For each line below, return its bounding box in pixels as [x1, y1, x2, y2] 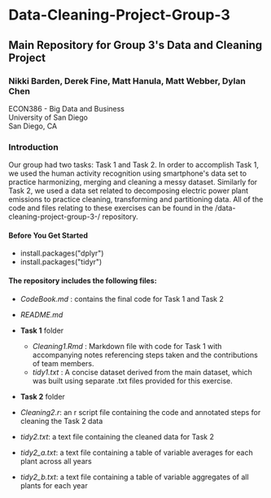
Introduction [8, 141, 59, 152]
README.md [20, 309, 63, 319]
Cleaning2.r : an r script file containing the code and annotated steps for [20, 407, 261, 417]
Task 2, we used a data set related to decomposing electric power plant [8, 186, 249, 196]
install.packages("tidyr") [20, 257, 103, 267]
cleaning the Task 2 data [20, 416, 103, 426]
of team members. [32, 358, 95, 368]
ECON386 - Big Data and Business [8, 103, 125, 113]
